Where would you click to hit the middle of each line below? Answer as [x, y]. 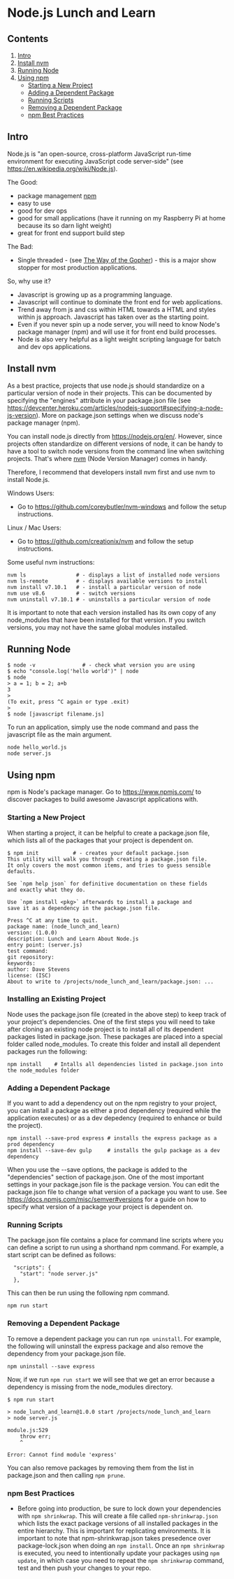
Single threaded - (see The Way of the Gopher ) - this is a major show [117, 260]
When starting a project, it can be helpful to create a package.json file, [109, 833]
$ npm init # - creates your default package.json [98, 853]
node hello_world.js [37, 748]
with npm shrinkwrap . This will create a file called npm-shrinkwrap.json [118, 1516]
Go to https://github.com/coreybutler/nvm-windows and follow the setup [122, 507]
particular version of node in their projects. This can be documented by [110, 392]
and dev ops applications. [54, 346]
